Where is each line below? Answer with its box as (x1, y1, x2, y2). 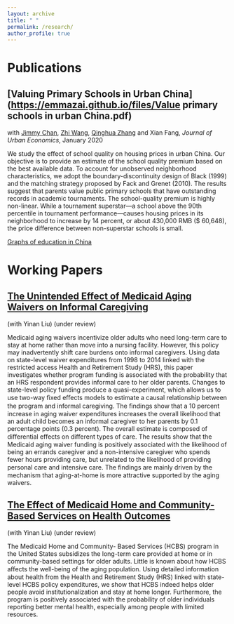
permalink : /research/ (7, 23, 74, 30)
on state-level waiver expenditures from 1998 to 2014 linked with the (7, 356, 205, 364)
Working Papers (7, 263, 103, 278)
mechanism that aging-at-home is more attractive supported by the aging (7, 471, 219, 479)
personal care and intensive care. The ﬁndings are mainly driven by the (7, 463, 212, 472)
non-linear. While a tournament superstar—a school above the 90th (7, 201, 202, 211)
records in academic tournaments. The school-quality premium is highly (7, 194, 215, 203)
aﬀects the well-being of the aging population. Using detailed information (7, 565, 219, 573)
